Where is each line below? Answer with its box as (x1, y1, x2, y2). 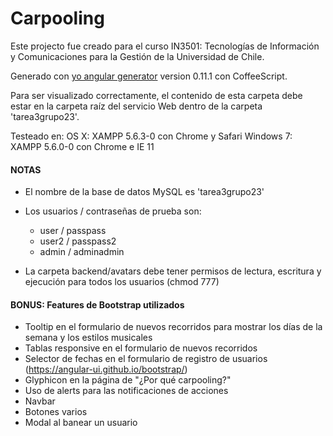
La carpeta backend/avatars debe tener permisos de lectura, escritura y (24, 265, 322, 277)
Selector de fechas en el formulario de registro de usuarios (24, 353, 268, 365)
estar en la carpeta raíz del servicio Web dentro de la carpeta (10, 100, 263, 112)
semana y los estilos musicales (24, 332, 153, 344)
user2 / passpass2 (39, 235, 117, 247)
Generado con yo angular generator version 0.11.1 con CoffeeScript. (10, 70, 288, 82)
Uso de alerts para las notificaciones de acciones (24, 385, 229, 397)
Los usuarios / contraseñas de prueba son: (24, 205, 202, 217)
